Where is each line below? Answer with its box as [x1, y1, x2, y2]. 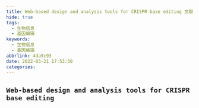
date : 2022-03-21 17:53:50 [6, 58, 73, 64]
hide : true [6, 14, 33, 20]
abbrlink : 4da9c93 [6, 53, 52, 59]
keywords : [6, 36, 31, 42]
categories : [6, 63, 36, 70]
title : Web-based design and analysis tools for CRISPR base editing [6, 8, 182, 15]
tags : [6, 20, 20, 26]
